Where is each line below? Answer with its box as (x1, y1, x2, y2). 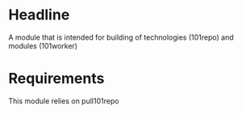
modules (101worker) (8, 40, 78, 50)
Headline (8, 6, 70, 24)
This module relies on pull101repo (8, 95, 119, 106)
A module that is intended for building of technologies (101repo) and (8, 32, 234, 42)
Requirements (8, 70, 105, 88)
